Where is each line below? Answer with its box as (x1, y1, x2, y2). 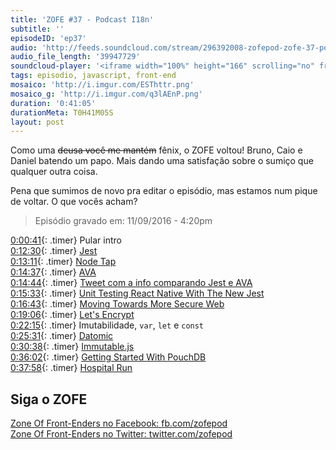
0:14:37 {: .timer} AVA (10, 266, 97, 278)
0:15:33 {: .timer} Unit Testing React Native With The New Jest (10, 287, 265, 300)
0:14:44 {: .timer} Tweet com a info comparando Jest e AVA (10, 277, 253, 289)
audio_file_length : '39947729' (10, 52, 141, 62)
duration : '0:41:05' (10, 98, 97, 108)
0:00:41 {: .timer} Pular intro (10, 234, 122, 246)
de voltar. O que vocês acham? (10, 196, 138, 208)
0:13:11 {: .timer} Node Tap (10, 256, 117, 268)
